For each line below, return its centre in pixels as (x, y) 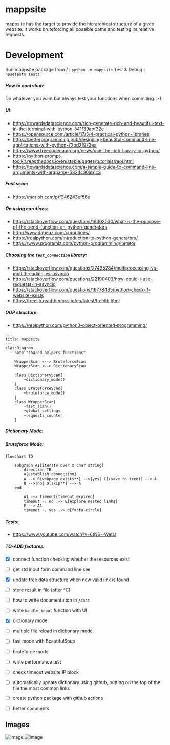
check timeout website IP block (46, 672)
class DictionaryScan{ (39, 375)
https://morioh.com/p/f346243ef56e (51, 197)
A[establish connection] (50, 474)
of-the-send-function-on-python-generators (60, 227)
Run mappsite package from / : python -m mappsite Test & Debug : (75, 69)
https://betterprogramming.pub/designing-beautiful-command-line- (84, 139)
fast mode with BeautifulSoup (44, 641)
